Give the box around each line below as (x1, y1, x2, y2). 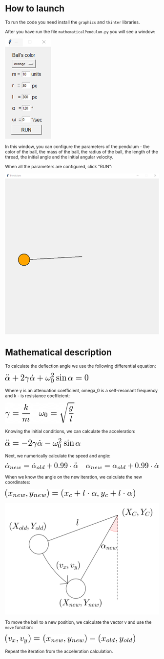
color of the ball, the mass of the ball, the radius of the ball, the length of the (5, 149, 158, 154)
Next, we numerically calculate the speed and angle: (5, 453, 111, 458)
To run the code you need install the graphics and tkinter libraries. (5, 19, 140, 25)
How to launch (5, 3, 65, 14)
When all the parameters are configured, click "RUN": (5, 163, 113, 169)
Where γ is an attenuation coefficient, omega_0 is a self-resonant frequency (5, 387, 158, 393)
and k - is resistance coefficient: (5, 393, 70, 399)
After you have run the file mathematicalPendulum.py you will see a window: (5, 28, 155, 34)
